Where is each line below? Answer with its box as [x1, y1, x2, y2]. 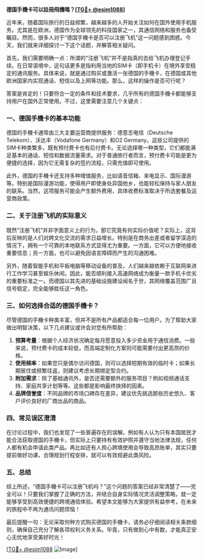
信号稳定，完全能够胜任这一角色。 [6, 285, 91, 292]
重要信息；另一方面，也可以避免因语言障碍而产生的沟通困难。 [6, 249, 160, 256]
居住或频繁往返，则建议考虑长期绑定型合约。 [20, 366, 132, 374]
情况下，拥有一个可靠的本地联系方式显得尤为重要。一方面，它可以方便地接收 [6, 242, 197, 249]
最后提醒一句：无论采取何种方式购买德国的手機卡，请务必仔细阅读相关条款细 [6, 518, 197, 526]
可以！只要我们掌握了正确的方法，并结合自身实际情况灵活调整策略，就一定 [11, 491, 197, 498]
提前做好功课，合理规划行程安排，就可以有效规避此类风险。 [6, 451, 155, 459]
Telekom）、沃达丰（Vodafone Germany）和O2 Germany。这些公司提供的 [6, 136, 189, 144]
